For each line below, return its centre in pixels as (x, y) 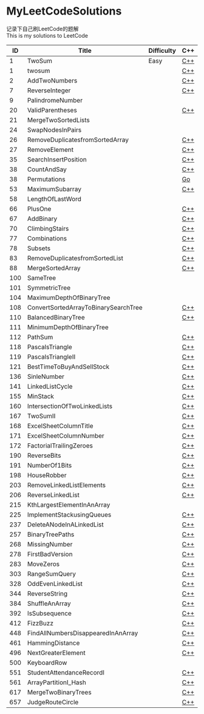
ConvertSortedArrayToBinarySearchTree (85, 307)
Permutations (46, 179)
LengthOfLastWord (54, 199)
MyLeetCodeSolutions (64, 11)
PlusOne (39, 209)
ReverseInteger (49, 90)
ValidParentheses (52, 110)
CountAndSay (47, 169)
